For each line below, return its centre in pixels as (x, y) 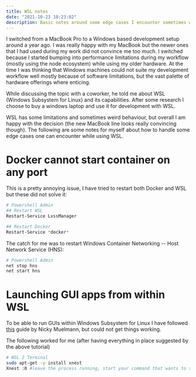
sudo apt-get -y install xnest (44, 363)
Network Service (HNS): (35, 250)
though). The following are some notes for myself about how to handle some (98, 130)
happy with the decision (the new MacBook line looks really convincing (91, 124)
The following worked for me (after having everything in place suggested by (97, 341)
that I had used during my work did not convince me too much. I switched (94, 51)
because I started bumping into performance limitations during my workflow (97, 58)
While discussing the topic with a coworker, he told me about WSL (85, 94)
